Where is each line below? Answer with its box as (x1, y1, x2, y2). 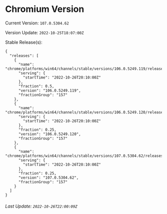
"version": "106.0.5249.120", (18, 131, 81, 136)
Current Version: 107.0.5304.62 (5, 20, 69, 26)
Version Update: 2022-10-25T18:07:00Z (5, 29, 84, 35)
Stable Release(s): (5, 39, 43, 45)
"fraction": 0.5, (18, 84, 55, 89)
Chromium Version (5, 3, 84, 15)
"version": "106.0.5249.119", (18, 88, 81, 93)
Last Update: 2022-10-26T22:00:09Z (5, 203, 78, 209)
